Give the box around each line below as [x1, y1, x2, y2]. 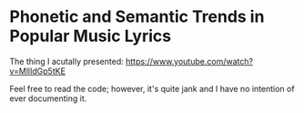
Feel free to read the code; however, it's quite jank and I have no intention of [9, 83, 295, 94]
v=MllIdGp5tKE [9, 66, 66, 77]
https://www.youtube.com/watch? [126, 56, 253, 67]
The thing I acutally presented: [9, 56, 125, 67]
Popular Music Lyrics [9, 26, 171, 46]
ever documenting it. [9, 93, 87, 104]
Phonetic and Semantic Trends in [9, 6, 265, 27]
